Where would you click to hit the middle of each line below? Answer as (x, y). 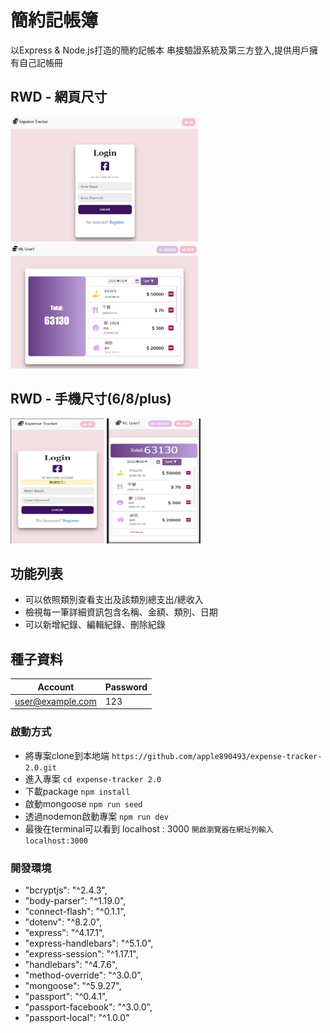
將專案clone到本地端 (67, 755)
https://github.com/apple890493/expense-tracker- (217, 756)
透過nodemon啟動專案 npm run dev (96, 816)
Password (126, 687)
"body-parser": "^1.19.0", (75, 901)
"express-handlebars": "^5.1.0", (89, 943)
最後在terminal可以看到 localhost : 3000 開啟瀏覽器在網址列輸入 (149, 828)
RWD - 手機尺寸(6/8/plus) (91, 399)
